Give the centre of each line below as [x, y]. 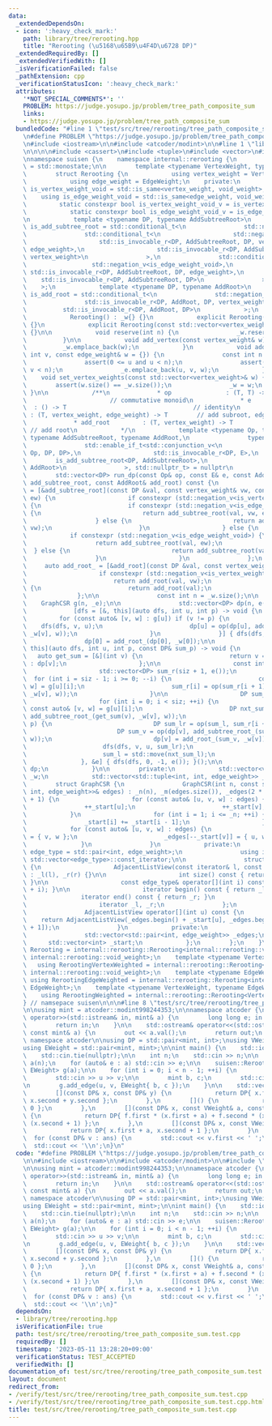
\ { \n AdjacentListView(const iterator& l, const [143, 867]
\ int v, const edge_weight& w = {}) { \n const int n [143, 355]
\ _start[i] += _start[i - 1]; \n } [144, 822]
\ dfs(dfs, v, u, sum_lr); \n [108, 746]
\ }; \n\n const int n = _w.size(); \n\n [141, 596]
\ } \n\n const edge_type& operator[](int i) [134, 882]
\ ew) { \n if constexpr [98, 498]
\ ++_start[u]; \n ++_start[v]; [144, 807]
